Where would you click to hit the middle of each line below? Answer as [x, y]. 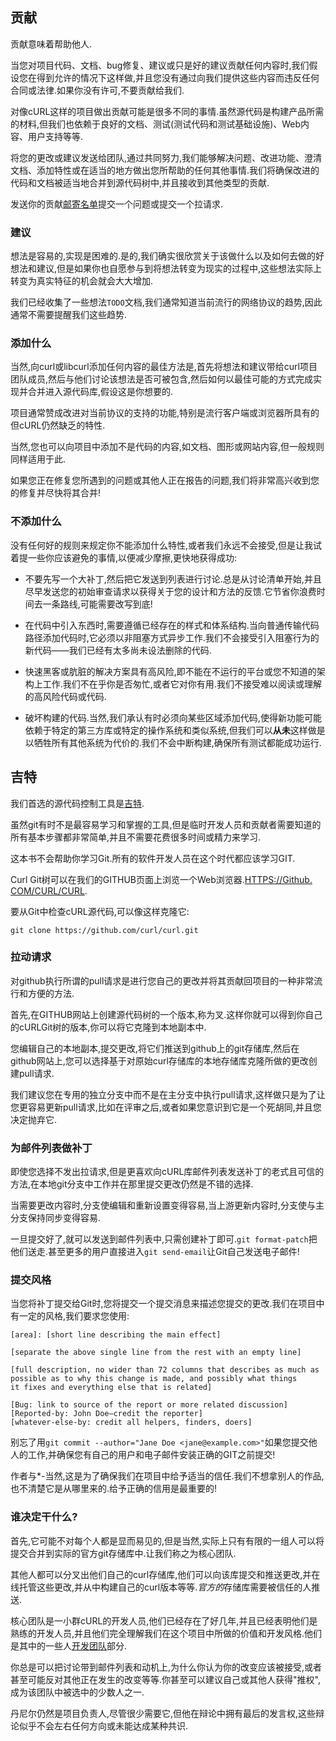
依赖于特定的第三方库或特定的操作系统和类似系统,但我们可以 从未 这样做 [170, 730]
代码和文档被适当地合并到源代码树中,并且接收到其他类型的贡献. [140, 182]
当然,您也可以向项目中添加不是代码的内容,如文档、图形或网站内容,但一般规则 [167, 447]
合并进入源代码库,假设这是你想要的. [100, 392]
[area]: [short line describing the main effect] [116, 1335]
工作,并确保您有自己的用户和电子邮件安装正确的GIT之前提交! [151, 1455]
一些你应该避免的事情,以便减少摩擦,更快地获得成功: [132, 557]
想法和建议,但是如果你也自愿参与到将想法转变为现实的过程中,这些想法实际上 [166, 269]
